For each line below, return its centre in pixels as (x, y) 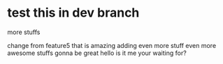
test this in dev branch (73, 13)
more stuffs (24, 32)
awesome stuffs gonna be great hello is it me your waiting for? (97, 53)
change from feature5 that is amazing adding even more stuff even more (112, 45)
